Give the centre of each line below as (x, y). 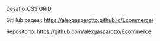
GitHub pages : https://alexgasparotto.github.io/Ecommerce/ (80, 20)
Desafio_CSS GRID (29, 9)
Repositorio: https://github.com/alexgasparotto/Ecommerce (79, 31)
